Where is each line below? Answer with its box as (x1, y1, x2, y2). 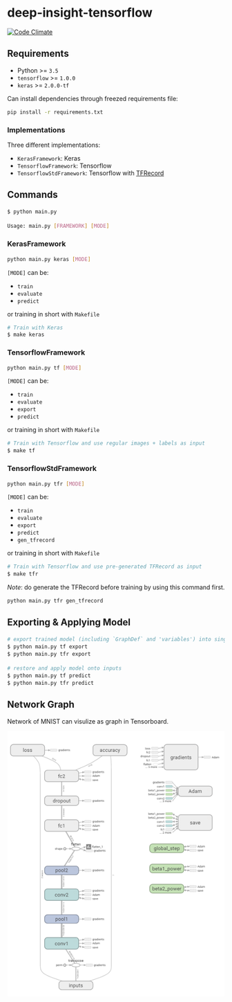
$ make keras (7, 331, 45, 339)
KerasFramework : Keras (17, 154, 81, 162)
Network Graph (7, 699, 75, 710)
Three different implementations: (7, 141, 101, 149)
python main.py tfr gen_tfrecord (7, 598, 104, 605)
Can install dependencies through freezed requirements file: (7, 94, 178, 102)
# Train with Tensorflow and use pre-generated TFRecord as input (7, 563, 202, 571)
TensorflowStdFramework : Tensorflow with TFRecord (17, 168, 164, 177)
